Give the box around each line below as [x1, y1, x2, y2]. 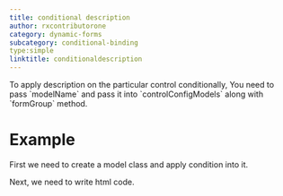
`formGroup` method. [9, 98, 88, 108]
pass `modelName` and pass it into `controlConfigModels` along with [9, 89, 263, 99]
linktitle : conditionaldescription [9, 55, 143, 64]
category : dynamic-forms [9, 30, 102, 38]
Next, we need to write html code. [9, 176, 135, 187]
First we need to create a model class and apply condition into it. [9, 158, 249, 170]
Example [9, 130, 75, 150]
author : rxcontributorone [9, 21, 106, 30]
